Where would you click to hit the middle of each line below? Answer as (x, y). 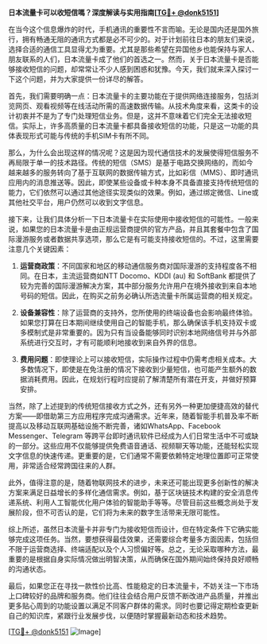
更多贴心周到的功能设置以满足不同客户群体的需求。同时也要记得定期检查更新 (133, 606)
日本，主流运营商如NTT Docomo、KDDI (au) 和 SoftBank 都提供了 (149, 276)
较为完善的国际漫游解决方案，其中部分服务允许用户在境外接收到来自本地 (138, 286)
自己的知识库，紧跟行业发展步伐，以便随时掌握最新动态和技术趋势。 (120, 616)
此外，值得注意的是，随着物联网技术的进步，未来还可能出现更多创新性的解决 (133, 483)
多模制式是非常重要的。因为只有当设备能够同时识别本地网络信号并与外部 (138, 332)
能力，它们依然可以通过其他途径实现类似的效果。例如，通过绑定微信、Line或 (133, 192)
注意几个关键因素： (40, 249)
